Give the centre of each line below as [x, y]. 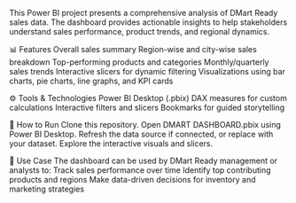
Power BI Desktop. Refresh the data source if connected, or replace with [141, 134]
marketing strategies [47, 189]
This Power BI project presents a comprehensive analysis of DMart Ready [144, 13]
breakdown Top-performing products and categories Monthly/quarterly [139, 62]
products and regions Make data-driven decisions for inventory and [132, 180]
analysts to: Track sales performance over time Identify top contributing [140, 170]
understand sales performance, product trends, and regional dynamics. [140, 31]
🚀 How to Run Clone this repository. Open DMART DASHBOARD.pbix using [145, 125]
